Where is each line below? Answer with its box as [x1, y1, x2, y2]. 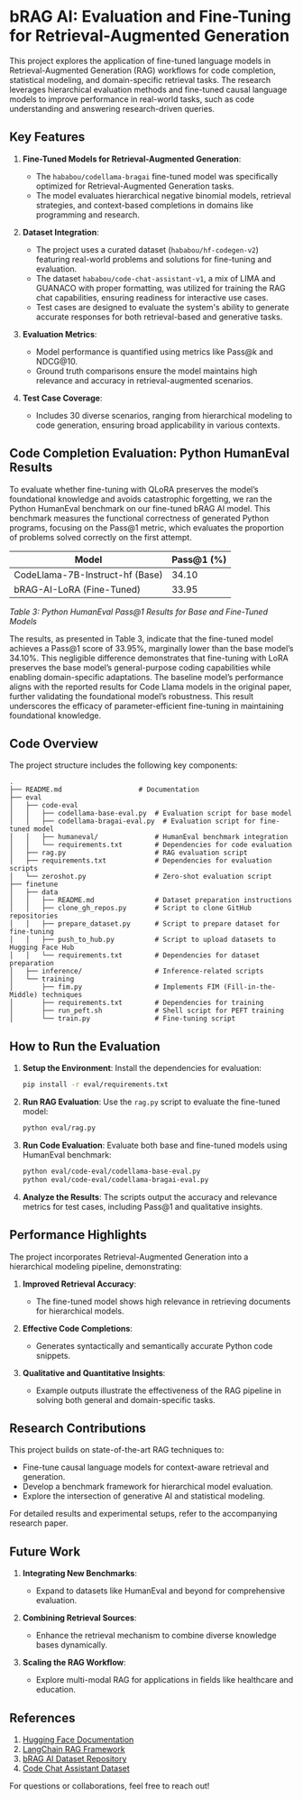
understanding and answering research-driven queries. [9, 103, 215, 114]
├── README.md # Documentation [9, 785, 200, 795]
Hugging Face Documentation [22, 1734, 134, 1745]
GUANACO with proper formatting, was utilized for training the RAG [35, 282, 286, 293]
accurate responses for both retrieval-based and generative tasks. [35, 311, 283, 322]
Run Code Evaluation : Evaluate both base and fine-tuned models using [22, 1140, 288, 1150]
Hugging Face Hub [9, 943, 75, 953]
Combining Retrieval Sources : [22, 1612, 137, 1623]
